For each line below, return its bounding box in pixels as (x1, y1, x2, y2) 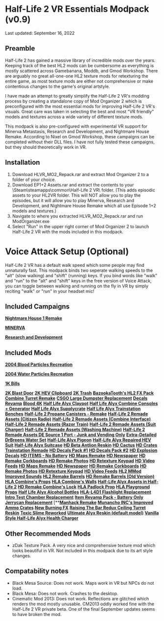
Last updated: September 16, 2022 (5, 30, 75, 36)
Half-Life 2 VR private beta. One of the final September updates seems (12, 606, 155, 612)
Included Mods (5, 348, 52, 357)
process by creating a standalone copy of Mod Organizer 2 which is (5, 98, 142, 104)
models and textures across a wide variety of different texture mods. (5, 114, 143, 120)
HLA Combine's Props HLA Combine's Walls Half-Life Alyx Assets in (5, 479, 147, 485)
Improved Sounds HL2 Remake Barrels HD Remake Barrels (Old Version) (5, 473, 155, 479)
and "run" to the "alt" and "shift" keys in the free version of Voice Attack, (5, 278, 152, 284)
